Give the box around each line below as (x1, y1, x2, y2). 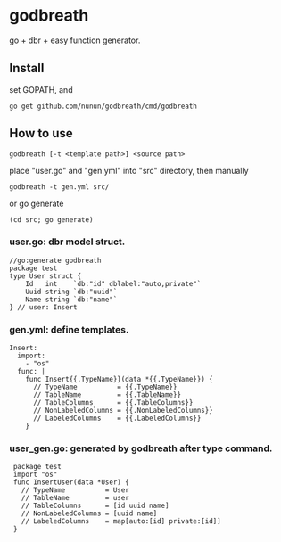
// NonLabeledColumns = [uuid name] (21, 509, 158, 518)
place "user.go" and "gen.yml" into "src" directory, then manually (9, 165, 249, 176)
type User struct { (9, 271, 82, 281)
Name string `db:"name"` (25, 295, 118, 304)
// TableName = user (21, 494, 129, 503)
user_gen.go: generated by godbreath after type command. (9, 442, 273, 455)
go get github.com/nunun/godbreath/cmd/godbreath (9, 102, 198, 111)
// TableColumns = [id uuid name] (21, 501, 169, 511)
